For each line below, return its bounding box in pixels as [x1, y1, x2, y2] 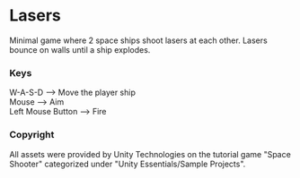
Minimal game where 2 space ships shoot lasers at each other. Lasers [9, 35, 268, 46]
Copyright [9, 129, 55, 141]
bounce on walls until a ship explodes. [9, 44, 151, 55]
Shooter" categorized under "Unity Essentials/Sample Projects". [9, 158, 246, 169]
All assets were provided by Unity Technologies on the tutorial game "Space [9, 148, 292, 159]
